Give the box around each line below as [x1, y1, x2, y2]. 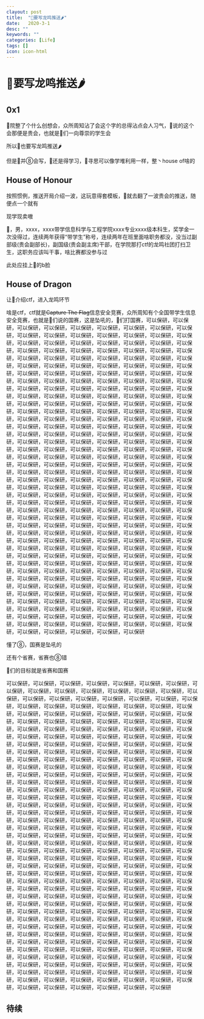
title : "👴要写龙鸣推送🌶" [6, 15, 67, 21]
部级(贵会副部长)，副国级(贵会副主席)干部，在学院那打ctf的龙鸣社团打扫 [6, 241, 186, 248]
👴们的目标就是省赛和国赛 [6, 667, 69, 674]
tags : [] [6, 43, 29, 49]
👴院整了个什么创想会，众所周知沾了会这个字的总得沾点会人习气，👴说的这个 [6, 122, 194, 129]
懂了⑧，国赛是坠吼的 [6, 641, 62, 648]
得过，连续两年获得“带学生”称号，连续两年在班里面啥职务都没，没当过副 [16, 233, 197, 240]
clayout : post [6, 9, 42, 15]
